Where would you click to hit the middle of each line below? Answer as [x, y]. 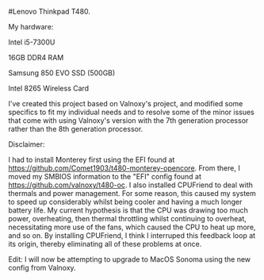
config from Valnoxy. [42, 268]
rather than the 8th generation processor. [76, 129]
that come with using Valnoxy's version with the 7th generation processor [128, 121]
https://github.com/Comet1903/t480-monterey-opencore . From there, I [124, 168]
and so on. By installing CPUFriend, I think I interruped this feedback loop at [132, 236]
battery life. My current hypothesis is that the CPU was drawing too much [128, 210]
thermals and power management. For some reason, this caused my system [132, 193]
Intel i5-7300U [32, 42]
